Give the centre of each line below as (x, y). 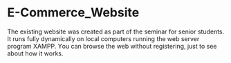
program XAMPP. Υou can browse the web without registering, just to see (112, 46)
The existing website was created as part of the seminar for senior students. (116, 32)
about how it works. (35, 53)
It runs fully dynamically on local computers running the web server (103, 38)
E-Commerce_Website (73, 13)
